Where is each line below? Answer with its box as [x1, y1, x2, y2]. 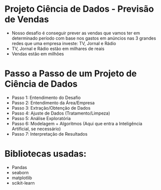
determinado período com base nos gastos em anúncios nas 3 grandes [11, 35, 157, 41]
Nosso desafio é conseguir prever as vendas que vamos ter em [11, 30, 140, 36]
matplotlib [11, 175, 32, 181]
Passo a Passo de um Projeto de [4, 68, 137, 79]
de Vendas [4, 14, 49, 25]
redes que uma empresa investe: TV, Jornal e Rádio [11, 40, 116, 46]
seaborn [11, 169, 29, 175]
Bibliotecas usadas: [4, 148, 87, 160]
